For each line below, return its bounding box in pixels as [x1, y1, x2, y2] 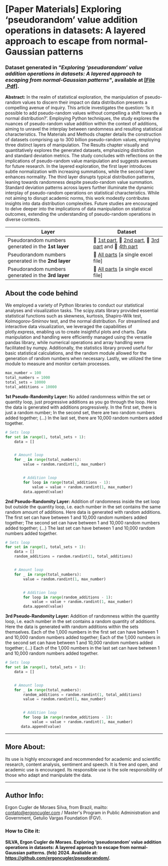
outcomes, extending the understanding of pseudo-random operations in [5, 211, 156, 217]
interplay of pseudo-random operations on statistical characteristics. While [5, 190, 159, 196]
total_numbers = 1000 [5, 375, 50, 380]
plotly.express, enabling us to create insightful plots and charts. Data [5, 329, 146, 335]
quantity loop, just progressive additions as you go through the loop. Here [5, 399, 157, 405]
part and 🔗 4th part [93, 243, 138, 250]
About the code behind [5, 289, 78, 298]
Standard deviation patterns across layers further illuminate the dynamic [5, 184, 154, 191]
